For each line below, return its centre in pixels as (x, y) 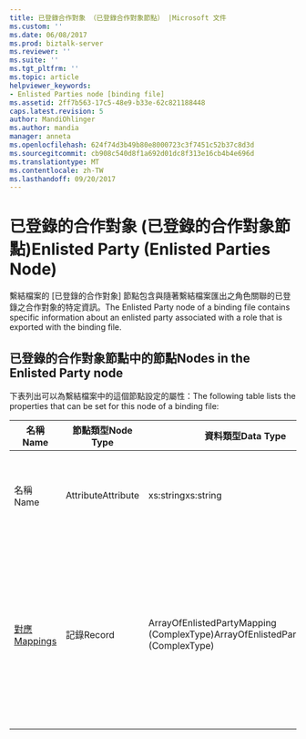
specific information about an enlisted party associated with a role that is (146, 318)
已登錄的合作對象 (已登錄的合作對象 (142, 226)
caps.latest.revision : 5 (56, 111)
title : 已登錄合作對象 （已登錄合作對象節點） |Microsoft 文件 (118, 18)
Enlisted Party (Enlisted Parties (151, 249)
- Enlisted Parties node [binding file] (87, 94)
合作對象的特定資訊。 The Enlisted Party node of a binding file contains (158, 307)
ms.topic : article (44, 77)
